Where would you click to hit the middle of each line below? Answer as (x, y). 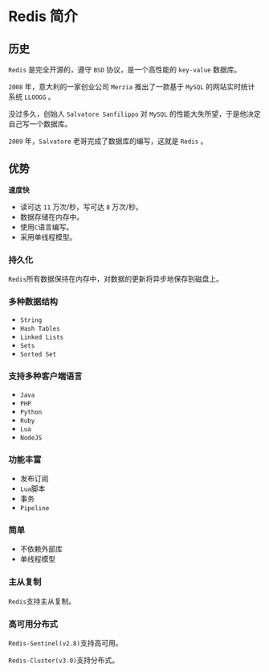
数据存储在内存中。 (52, 216)
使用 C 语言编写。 (47, 227)
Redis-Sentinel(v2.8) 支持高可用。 (65, 643)
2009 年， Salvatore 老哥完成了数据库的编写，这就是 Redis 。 (108, 141)
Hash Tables (40, 329)
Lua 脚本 (33, 489)
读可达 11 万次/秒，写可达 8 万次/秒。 (81, 207)
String (31, 320)
